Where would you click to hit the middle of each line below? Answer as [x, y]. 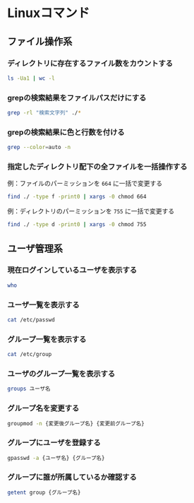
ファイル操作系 [40, 41]
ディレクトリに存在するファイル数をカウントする [90, 63]
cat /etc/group [30, 355]
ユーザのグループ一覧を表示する [61, 374]
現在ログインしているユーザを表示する [72, 270]
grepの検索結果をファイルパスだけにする [77, 97]
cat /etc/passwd [31, 320]
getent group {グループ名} [44, 492]
